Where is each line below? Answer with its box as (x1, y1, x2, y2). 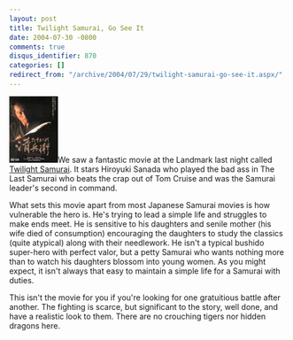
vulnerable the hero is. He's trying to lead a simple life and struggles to (9, 209, 267, 220)
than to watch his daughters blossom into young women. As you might (9, 256, 266, 267)
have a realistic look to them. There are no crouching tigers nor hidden (9, 311, 266, 321)
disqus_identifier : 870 (9, 51, 97, 61)
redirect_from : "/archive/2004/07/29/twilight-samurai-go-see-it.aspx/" (9, 71, 283, 80)
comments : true (9, 42, 66, 51)
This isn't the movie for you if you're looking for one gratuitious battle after (9, 292, 281, 303)
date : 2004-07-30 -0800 (9, 33, 97, 42)
